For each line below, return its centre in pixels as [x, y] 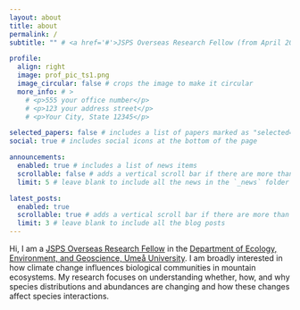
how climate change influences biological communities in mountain [133, 268]
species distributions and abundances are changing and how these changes [150, 286]
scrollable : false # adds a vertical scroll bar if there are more [146, 174]
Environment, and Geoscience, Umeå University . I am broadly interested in [146, 258]
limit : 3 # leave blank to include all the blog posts [121, 223]
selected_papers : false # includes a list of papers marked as [129, 133]
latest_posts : [36, 198]
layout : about [36, 17]
